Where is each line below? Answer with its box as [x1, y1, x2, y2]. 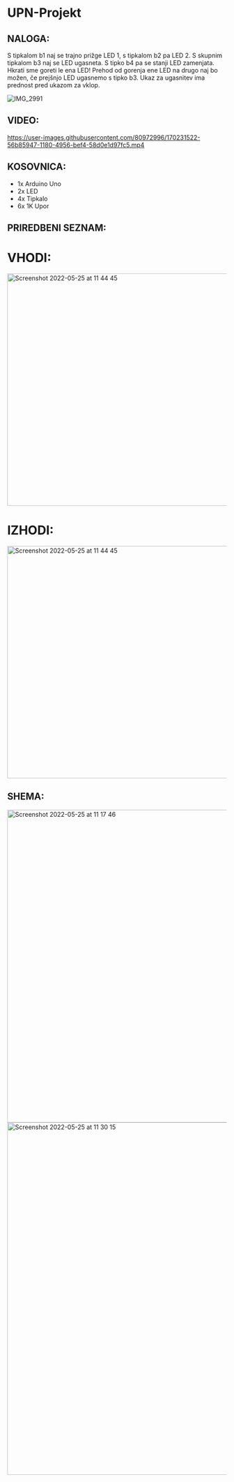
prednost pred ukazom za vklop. [7, 81, 100, 89]
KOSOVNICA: [7, 161, 66, 173]
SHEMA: [7, 791, 45, 803]
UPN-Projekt [7, 5, 81, 21]
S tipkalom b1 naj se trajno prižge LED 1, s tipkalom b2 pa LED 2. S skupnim [7, 51, 223, 59]
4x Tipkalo [17, 194, 48, 203]
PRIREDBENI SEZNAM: [7, 222, 107, 234]
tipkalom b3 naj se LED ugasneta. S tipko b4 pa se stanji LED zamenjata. [7, 59, 214, 67]
